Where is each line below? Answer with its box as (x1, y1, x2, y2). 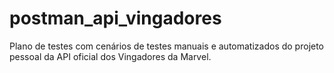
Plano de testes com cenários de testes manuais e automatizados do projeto (9, 40, 325, 52)
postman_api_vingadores (9, 7, 222, 30)
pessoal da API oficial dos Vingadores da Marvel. (9, 50, 212, 62)
